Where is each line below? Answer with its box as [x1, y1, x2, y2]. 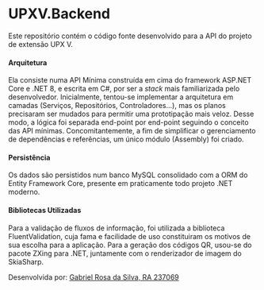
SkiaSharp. [8, 257, 44, 266]
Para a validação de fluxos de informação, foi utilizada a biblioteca [8, 223, 225, 233]
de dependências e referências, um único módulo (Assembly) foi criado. [8, 134, 244, 144]
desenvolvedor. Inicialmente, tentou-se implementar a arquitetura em [8, 92, 234, 102]
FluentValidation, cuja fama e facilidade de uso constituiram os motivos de [8, 231, 251, 241]
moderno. [8, 188, 40, 197]
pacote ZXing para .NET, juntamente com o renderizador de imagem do [8, 248, 242, 258]
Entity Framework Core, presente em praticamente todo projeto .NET [8, 179, 233, 188]
